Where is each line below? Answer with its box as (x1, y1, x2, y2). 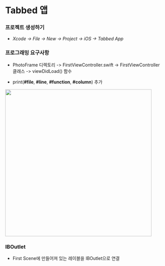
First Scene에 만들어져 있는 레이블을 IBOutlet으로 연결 (12, 255, 120, 261)
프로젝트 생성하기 (5, 24, 45, 31)
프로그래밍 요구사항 (5, 49, 49, 56)
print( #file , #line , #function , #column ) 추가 (12, 79, 103, 85)
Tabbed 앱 (5, 5, 48, 16)
